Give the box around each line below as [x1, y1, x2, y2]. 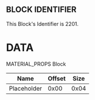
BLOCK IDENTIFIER [6, 5, 77, 15]
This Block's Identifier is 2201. [6, 20, 79, 27]
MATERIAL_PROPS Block [6, 60, 66, 67]
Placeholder [9, 84, 42, 92]
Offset [48, 74, 66, 82]
